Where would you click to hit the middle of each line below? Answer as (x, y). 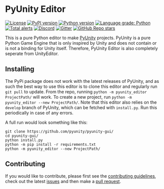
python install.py (24, 140)
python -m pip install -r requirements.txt (51, 144)
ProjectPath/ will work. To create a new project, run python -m (68, 97)
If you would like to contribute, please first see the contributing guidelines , (81, 176)
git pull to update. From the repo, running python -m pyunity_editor (76, 92)
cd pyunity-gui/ (22, 136)
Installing (20, 69)
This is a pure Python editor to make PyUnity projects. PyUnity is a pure (78, 38)
